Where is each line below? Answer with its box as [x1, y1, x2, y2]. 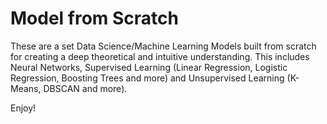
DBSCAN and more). [43, 82, 128, 94]
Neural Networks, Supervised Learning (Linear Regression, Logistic [10, 61, 288, 73]
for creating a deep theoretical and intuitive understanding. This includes [10, 50, 310, 62]
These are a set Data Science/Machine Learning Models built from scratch [10, 40, 317, 52]
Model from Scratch [10, 7, 179, 30]
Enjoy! [10, 102, 37, 114]
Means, [10, 82, 42, 94]
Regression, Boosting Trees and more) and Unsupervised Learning [10, 72, 285, 84]
